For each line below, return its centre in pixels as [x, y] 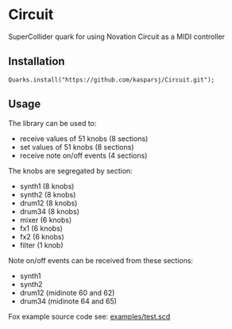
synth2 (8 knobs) [48, 194]
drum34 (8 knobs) [49, 211]
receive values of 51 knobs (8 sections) [84, 138]
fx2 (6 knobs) [42, 236]
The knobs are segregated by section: [70, 170]
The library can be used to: [52, 123]
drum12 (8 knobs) [48, 203]
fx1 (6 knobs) [41, 228]
